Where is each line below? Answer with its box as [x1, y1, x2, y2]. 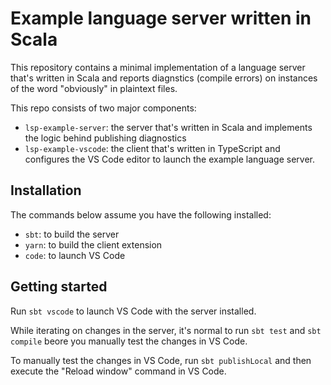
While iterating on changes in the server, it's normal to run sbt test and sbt [10, 324, 322, 336]
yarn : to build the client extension [24, 238, 163, 251]
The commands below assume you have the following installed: [10, 208, 272, 221]
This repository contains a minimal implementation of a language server [10, 61, 306, 73]
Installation [10, 182, 82, 199]
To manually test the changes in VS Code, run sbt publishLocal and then [10, 354, 312, 366]
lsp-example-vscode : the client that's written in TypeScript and [24, 142, 281, 154]
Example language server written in [10, 7, 312, 30]
